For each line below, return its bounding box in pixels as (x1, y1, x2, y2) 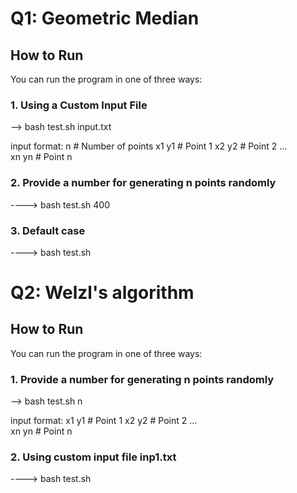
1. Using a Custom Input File (10, 98, 148, 112)
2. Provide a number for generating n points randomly (10, 176, 277, 190)
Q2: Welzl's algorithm (10, 282, 195, 304)
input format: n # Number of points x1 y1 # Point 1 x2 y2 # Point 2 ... (10, 140, 288, 152)
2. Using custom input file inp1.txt (10, 450, 177, 464)
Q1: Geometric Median (10, 7, 200, 30)
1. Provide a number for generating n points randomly (10, 372, 275, 386)
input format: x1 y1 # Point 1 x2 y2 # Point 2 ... (10, 415, 198, 427)
